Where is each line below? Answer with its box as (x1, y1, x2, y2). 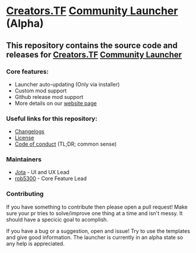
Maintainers (6, 155, 42, 164)
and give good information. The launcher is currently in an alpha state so (6, 233, 184, 241)
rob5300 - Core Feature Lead (14, 175, 87, 182)
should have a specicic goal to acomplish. (6, 216, 108, 223)
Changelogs (14, 128, 44, 135)
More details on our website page (14, 100, 97, 107)
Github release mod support (14, 93, 83, 100)
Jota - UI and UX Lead (14, 169, 70, 176)
